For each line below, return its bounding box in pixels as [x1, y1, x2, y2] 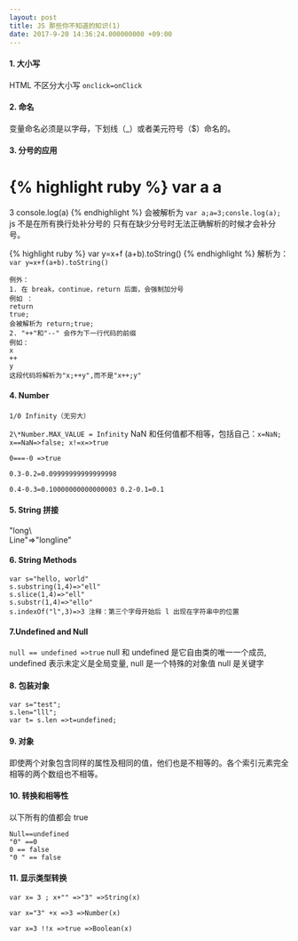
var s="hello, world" [9, 575, 90, 583]
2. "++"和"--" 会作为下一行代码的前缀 [9, 329, 137, 338]
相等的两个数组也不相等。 [9, 768, 103, 779]
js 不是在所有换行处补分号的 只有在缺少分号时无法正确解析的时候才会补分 [9, 219, 277, 229]
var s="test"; [9, 700, 62, 710]
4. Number [9, 390, 50, 400]
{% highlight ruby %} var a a [9, 177, 223, 197]
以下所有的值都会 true [9, 811, 89, 823]
